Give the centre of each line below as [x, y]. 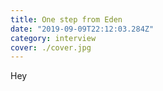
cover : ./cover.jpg [51, 47]
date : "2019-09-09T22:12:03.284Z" [82, 29]
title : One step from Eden [66, 19]
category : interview [53, 38]
